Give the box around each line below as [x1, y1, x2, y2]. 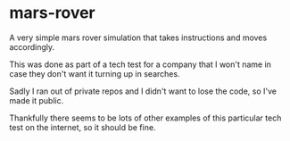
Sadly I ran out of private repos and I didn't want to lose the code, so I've [9, 86, 278, 96]
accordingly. [9, 41, 55, 52]
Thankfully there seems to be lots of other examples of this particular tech [9, 112, 282, 123]
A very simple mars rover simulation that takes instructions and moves [9, 32, 268, 43]
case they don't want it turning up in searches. [9, 68, 180, 79]
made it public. [9, 95, 64, 105]
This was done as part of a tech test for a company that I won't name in [9, 59, 272, 70]
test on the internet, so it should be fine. [9, 121, 156, 132]
